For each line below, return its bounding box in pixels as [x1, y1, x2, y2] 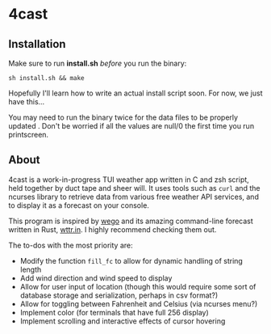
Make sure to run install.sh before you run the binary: [8, 58, 187, 68]
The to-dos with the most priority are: [8, 240, 133, 250]
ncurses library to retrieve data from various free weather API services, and [8, 192, 260, 201]
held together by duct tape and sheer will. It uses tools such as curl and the [8, 183, 261, 192]
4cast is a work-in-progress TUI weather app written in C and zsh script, [8, 175, 250, 184]
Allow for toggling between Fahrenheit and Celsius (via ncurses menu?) [19, 298, 258, 308]
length [19, 264, 42, 274]
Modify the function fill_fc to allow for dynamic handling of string [19, 256, 244, 265]
